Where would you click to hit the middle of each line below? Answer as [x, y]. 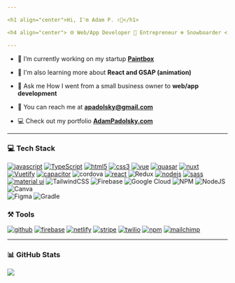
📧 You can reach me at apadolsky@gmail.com [85, 106]
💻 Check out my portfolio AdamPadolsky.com [85, 120]
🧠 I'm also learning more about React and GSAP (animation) [104, 72]
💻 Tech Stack [31, 149]
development [37, 93]
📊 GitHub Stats [34, 255]
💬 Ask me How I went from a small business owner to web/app [108, 85]
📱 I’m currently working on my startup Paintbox [86, 58]
